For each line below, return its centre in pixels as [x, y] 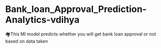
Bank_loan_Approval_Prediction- [76, 9]
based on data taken [27, 41]
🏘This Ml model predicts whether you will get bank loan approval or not [80, 34]
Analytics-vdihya [43, 20]
